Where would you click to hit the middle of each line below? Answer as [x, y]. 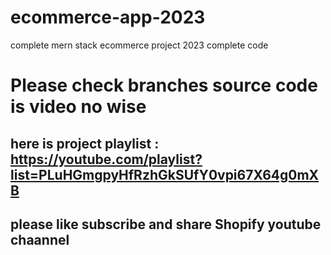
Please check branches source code [164, 85]
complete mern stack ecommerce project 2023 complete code [139, 45]
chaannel [40, 239]
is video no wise [78, 107]
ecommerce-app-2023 [108, 17]
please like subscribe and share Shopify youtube [166, 224]
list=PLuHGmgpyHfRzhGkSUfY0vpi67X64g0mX [165, 174]
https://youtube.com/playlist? [106, 159]
